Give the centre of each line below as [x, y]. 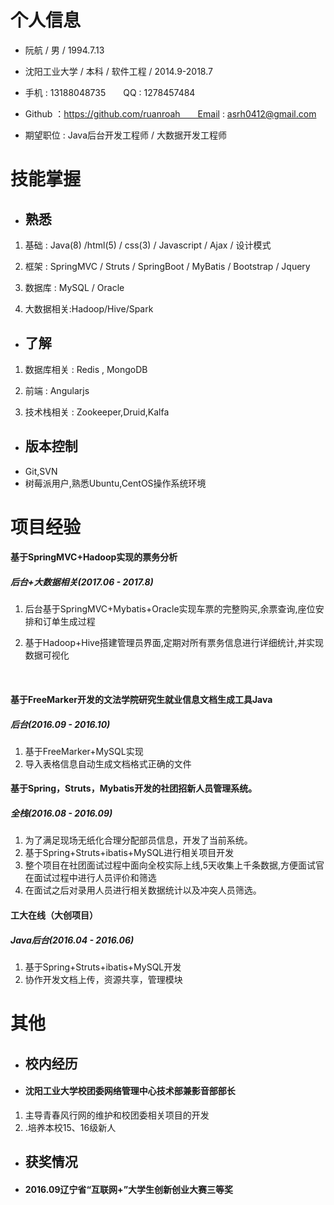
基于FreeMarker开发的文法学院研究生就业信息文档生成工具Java [141, 699]
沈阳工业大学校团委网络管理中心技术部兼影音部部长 [130, 1091]
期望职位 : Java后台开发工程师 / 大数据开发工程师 [125, 135]
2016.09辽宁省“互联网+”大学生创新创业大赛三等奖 [129, 1189]
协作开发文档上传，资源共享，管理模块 [103, 979]
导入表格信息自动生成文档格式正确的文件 [108, 763]
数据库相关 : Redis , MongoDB [86, 369]
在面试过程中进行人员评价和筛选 [90, 878]
